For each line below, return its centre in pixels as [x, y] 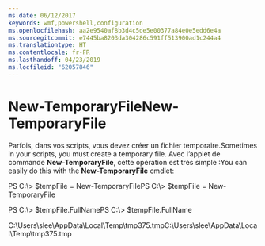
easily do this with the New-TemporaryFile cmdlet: [91, 171]
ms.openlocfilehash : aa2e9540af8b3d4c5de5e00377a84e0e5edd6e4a [115, 30]
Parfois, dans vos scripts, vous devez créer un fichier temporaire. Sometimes [133, 145]
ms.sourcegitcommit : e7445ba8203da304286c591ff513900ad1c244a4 [115, 38]
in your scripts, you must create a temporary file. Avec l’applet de [114, 154]
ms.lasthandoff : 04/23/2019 [55, 60]
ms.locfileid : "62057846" [51, 67]
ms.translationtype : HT [47, 45]
